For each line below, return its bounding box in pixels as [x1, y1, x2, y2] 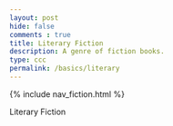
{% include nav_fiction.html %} [9, 88, 126, 100]
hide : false [9, 22, 55, 31]
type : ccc [9, 55, 47, 64]
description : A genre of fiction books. [9, 47, 166, 56]
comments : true [9, 30, 71, 39]
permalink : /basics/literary [9, 64, 120, 73]
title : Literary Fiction [9, 38, 104, 48]
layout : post [9, 13, 59, 23]
